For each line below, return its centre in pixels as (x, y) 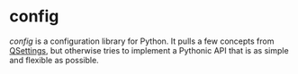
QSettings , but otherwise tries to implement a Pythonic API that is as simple (149, 50)
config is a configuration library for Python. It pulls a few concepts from (142, 41)
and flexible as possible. (54, 60)
